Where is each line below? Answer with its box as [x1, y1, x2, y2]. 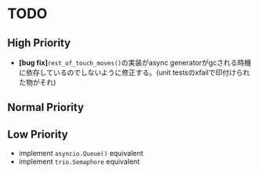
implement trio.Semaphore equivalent [18, 157, 140, 166]
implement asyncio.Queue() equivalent [18, 149, 144, 158]
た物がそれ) [18, 78, 57, 87]
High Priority [7, 36, 71, 50]
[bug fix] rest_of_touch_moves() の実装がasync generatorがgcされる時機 [18, 58, 252, 67]
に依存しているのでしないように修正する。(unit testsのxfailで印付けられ [18, 68, 250, 77]
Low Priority [7, 128, 68, 141]
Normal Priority [7, 101, 84, 114]
